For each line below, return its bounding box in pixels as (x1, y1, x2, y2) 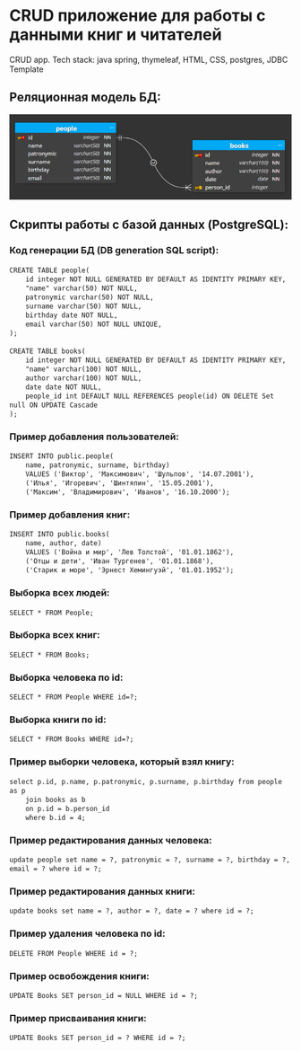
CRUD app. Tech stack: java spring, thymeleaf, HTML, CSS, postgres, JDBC (9, 54, 288, 65)
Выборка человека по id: (9, 671, 124, 684)
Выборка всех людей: (9, 587, 110, 599)
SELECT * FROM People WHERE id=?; (9, 693, 139, 702)
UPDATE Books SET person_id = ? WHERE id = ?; (9, 1034, 186, 1043)
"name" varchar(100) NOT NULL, (25, 365, 142, 374)
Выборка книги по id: (9, 713, 107, 726)
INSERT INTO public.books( (9, 530, 110, 539)
